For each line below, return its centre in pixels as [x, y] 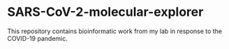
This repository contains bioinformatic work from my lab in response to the [114, 31]
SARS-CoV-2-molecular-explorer [105, 12]
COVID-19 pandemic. [37, 38]
